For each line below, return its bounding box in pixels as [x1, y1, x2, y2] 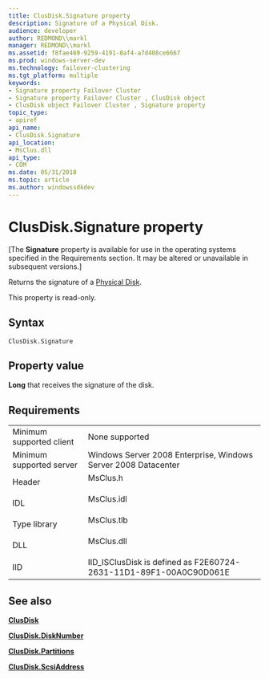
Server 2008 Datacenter [87, 459, 180, 470]
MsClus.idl [87, 494, 128, 505]
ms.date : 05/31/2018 [8, 169, 78, 177]
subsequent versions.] [8, 262, 82, 271]
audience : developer [8, 26, 78, 35]
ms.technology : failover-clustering [8, 64, 130, 72]
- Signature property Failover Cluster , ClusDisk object [8, 94, 206, 102]
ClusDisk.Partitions [8, 646, 74, 656]
